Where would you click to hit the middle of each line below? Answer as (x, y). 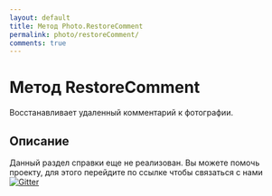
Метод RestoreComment (105, 88)
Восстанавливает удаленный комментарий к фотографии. (121, 113)
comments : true (38, 43)
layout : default (40, 18)
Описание (39, 141)
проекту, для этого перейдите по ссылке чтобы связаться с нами (136, 172)
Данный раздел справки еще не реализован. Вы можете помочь (135, 163)
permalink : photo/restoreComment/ (75, 34)
